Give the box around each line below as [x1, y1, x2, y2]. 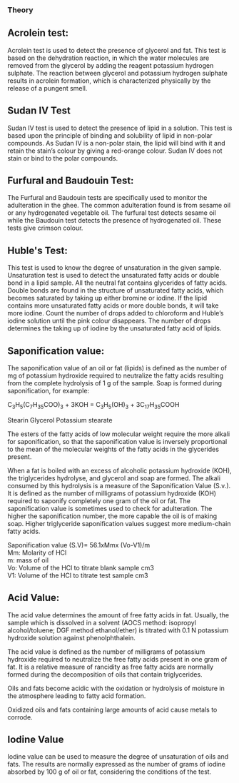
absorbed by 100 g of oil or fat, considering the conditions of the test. [7, 767, 212, 776]
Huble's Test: [7, 244, 68, 256]
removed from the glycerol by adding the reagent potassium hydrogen [7, 61, 214, 69]
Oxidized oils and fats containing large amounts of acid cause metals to [7, 705, 218, 714]
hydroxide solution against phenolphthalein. [7, 633, 136, 642]
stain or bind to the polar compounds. [7, 153, 118, 162]
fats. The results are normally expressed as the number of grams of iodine [7, 760, 226, 769]
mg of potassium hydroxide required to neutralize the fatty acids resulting [7, 371, 223, 380]
